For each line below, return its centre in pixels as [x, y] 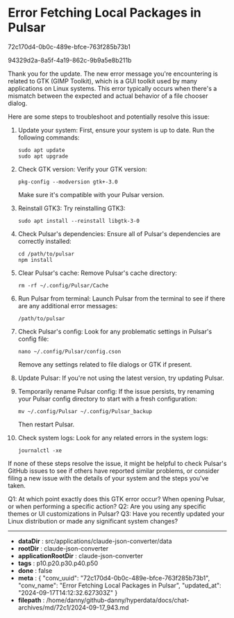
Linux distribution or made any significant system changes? [93, 521]
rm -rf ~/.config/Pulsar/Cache [63, 285]
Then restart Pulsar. [46, 424]
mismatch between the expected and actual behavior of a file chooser [108, 96]
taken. [17, 485]
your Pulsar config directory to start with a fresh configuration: [107, 399]
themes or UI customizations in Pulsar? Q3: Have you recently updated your [116, 513]
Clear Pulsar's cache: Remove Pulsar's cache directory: [98, 273]
